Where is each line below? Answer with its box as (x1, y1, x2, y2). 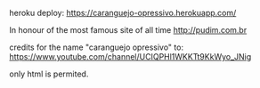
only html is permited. (9, 68, 89, 79)
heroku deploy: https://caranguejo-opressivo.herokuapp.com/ (9, 8, 237, 18)
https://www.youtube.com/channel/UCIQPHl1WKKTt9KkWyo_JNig (9, 52, 252, 61)
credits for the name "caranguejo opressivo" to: (9, 42, 184, 52)
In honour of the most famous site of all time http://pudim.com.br (9, 25, 248, 35)
